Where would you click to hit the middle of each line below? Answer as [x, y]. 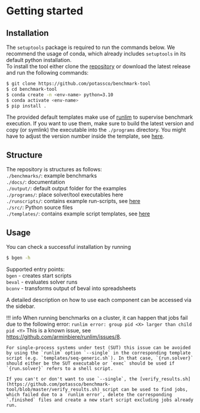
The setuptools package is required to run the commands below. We [90, 47]
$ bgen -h [19, 258]
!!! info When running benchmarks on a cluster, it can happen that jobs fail [97, 318]
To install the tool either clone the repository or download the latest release [99, 66]
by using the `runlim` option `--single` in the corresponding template [99, 353]
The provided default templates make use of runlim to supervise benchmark [99, 117]
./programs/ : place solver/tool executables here [65, 195]
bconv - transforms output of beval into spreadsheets [71, 288]
